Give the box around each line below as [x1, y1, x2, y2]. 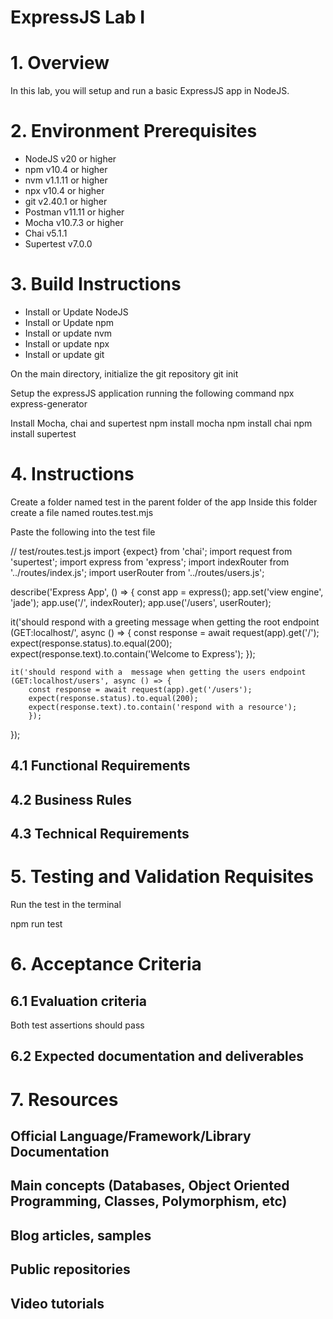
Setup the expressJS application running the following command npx [10, 387, 295, 399]
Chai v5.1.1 [24, 227, 68, 240]
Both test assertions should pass [10, 1019, 145, 1031]
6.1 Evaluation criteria [10, 992, 147, 1010]
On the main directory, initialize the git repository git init [10, 368, 239, 380]
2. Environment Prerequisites [10, 120, 258, 143]
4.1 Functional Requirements [10, 757, 191, 775]
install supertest [10, 428, 77, 440]
